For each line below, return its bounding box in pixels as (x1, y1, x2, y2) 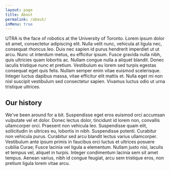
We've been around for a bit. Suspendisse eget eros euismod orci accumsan (5, 112, 165, 118)
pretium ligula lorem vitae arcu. (5, 160, 70, 166)
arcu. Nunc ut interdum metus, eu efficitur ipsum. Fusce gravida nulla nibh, (5, 52, 161, 58)
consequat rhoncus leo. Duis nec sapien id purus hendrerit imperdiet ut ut (5, 46, 160, 52)
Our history (5, 98, 42, 107)
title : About (5, 12, 33, 17)
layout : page (5, 7, 33, 13)
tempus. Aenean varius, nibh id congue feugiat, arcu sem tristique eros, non (5, 155, 164, 161)
